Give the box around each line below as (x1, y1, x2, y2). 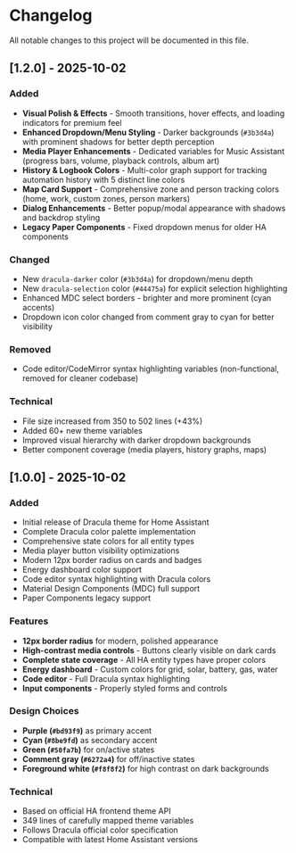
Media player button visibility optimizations (21, 545, 180, 556)
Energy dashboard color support (21, 564, 143, 576)
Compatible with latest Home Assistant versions (21, 834, 199, 845)
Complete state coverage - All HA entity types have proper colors (21, 654, 266, 665)
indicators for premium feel (21, 117, 122, 128)
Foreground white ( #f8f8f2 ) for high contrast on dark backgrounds (21, 763, 269, 774)
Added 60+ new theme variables (21, 425, 143, 435)
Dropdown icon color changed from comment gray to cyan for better (21, 311, 275, 322)
